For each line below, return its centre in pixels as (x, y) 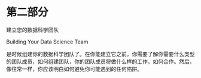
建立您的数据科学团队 (32, 30)
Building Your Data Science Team (47, 42)
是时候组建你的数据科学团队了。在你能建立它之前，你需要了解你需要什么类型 (100, 54)
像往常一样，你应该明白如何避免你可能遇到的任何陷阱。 (74, 68)
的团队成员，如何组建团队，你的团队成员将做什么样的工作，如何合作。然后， (100, 61)
